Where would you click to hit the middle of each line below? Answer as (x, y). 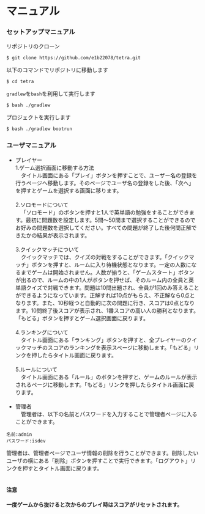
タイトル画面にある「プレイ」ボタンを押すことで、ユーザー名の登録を (109, 175)
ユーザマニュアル (32, 145)
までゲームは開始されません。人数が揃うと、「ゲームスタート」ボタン (107, 272)
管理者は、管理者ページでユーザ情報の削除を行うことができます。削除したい (102, 453)
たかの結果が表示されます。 (55, 235)
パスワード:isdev (26, 441)
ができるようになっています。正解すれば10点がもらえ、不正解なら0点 (102, 295)
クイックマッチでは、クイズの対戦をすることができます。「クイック (105, 257)
